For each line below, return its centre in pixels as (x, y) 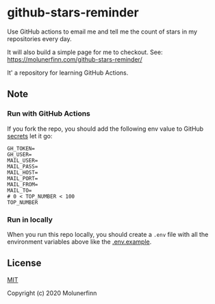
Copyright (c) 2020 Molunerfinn (52, 293)
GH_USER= (20, 154)
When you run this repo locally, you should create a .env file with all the (108, 234)
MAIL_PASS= (23, 166)
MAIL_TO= (20, 190)
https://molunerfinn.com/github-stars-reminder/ (75, 59)
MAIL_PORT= (23, 178)
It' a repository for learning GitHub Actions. (68, 73)
